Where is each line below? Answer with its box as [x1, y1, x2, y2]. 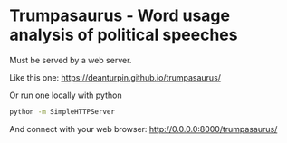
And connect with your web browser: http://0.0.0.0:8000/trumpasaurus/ [9, 123, 278, 134]
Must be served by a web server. [9, 54, 132, 65]
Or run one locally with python [9, 90, 122, 100]
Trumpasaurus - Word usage [9, 5, 231, 26]
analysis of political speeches [9, 24, 238, 45]
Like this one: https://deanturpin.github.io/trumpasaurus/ [9, 71, 222, 82]
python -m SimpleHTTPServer [9, 107, 116, 116]
